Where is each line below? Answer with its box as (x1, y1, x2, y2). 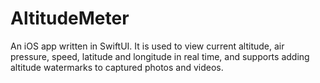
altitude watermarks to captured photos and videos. (10, 61, 224, 73)
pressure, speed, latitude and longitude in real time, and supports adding (10, 50, 310, 62)
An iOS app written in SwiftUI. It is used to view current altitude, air (10, 40, 285, 52)
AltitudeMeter (10, 7, 130, 30)
